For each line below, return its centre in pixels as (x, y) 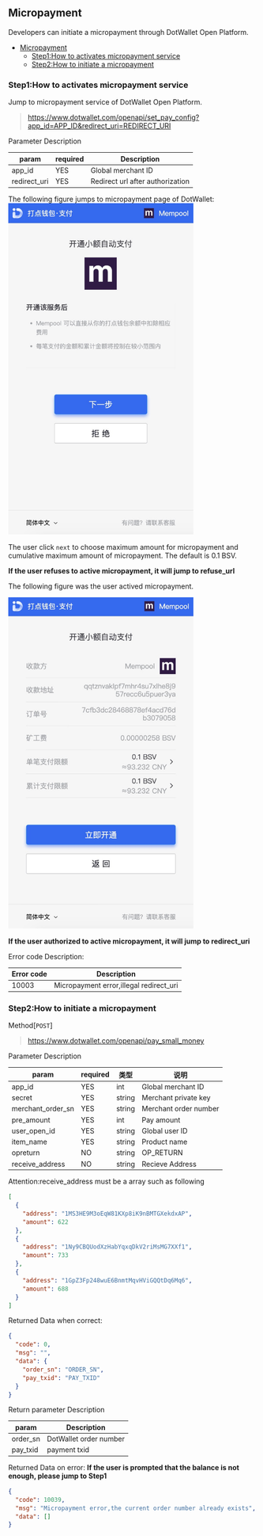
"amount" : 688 (45, 1289)
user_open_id (33, 1130)
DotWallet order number (86, 1439)
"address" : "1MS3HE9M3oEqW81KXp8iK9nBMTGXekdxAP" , (107, 1214)
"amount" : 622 (45, 1222)
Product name (165, 1142)
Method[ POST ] (30, 1026)
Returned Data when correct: (55, 1321)
